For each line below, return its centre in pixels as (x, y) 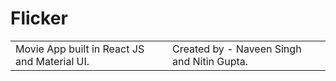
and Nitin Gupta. (210, 61)
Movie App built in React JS (80, 49)
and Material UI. (52, 61)
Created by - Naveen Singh (236, 49)
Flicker (39, 18)
